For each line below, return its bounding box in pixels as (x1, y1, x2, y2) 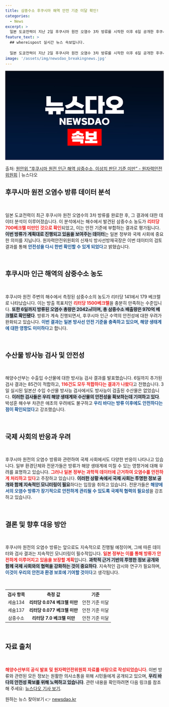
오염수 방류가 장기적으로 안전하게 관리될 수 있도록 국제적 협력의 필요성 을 (14, 488, 154, 494)
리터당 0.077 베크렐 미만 (29, 607, 78, 613)
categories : (5, 13, 30, 19)
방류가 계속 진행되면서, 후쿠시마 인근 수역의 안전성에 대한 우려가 (37, 312, 162, 318)
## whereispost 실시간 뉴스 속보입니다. (10, 40, 85, 45)
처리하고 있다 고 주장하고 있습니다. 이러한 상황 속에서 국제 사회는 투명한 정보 (10, 475, 157, 481)
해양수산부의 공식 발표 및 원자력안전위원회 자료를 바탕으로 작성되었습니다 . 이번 (5, 666, 157, 672)
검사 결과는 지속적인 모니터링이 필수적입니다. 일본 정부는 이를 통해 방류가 (14, 550, 156, 556)
